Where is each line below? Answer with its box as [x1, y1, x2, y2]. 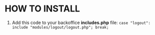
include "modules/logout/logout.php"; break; [12, 24, 109, 30]
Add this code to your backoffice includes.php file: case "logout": [12, 19, 151, 25]
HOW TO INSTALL [5, 3, 80, 14]
